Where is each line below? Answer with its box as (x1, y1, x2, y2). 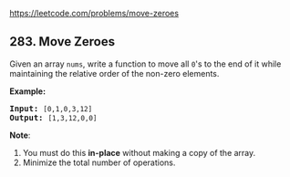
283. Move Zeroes (9, 34, 116, 49)
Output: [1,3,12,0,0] (9, 112, 98, 122)
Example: (9, 86, 47, 97)
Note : (9, 130, 31, 141)
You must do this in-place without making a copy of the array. (22, 147, 256, 158)
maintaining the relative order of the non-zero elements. (9, 68, 220, 78)
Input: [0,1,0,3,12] (9, 103, 93, 113)
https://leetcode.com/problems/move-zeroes (9, 8, 180, 18)
